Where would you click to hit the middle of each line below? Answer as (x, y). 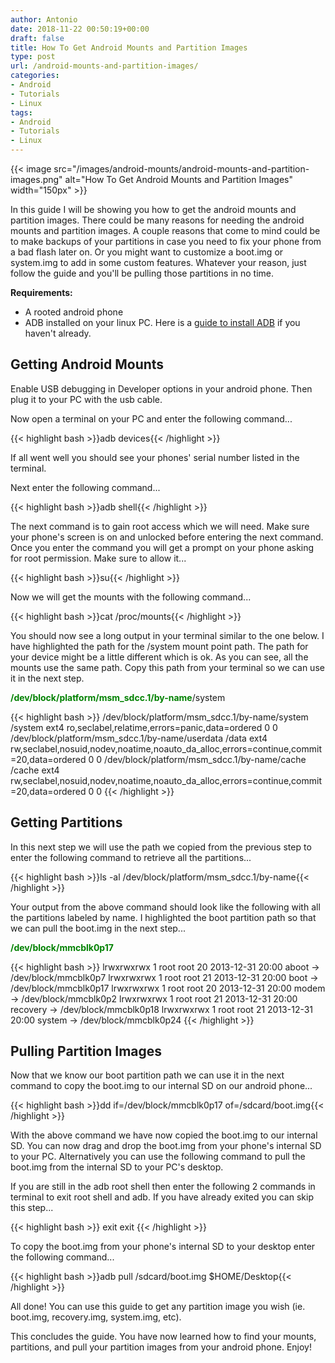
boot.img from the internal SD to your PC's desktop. (117, 1167)
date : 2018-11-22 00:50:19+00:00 (80, 29)
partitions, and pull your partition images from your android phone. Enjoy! (161, 1347)
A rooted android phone (74, 312)
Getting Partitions (66, 822)
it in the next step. (47, 678)
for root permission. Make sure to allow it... (98, 558)
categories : (35, 76)
